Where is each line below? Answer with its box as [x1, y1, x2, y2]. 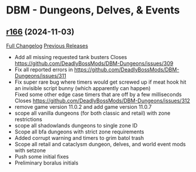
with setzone [14, 147, 46, 154]
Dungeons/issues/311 [14, 73, 66, 79]
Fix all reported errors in [14, 66, 73, 73]
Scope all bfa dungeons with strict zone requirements [14, 128, 145, 135]
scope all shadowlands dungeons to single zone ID [14, 122, 138, 129]
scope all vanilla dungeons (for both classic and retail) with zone [14, 109, 171, 116]
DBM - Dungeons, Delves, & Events [6, 4, 180, 17]
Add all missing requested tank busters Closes [14, 54, 127, 60]
